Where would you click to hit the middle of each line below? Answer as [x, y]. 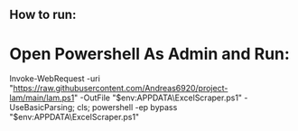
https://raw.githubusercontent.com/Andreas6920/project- [121, 89]
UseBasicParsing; [42, 108]
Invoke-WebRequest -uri [55, 79]
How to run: [43, 15]
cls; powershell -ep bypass [127, 108]
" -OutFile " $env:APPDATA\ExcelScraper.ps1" [158, 98]
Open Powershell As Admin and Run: [150, 54]
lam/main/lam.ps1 [42, 98]
